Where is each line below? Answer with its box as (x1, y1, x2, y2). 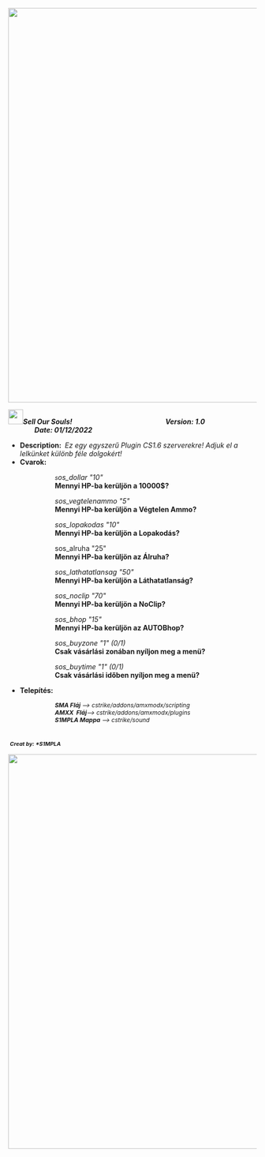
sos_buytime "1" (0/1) (54, 662, 125, 671)
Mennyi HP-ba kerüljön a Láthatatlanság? (54, 576, 193, 585)
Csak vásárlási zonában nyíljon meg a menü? (54, 647, 206, 656)
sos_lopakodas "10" (54, 520, 120, 529)
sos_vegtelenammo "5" (54, 496, 130, 505)
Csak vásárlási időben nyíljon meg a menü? (54, 671, 200, 680)
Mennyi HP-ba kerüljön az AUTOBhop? (54, 623, 185, 632)
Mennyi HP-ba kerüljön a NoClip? (54, 600, 166, 608)
